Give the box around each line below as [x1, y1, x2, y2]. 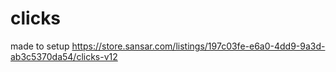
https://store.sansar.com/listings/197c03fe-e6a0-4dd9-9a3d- [71, 40, 326, 52]
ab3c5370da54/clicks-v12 [10, 50, 118, 62]
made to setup [10, 40, 70, 52]
